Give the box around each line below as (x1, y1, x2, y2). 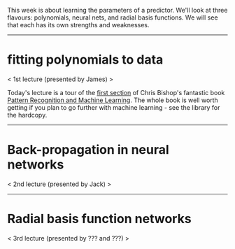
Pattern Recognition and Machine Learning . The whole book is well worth (7, 96, 218, 104)
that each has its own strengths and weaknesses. (7, 21, 150, 29)
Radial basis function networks (7, 211, 192, 227)
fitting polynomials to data (7, 52, 164, 68)
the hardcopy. (7, 111, 48, 119)
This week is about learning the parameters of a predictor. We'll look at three (7, 6, 228, 14)
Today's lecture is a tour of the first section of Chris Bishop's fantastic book (7, 88, 225, 97)
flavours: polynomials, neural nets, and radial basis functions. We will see (7, 13, 218, 22)
